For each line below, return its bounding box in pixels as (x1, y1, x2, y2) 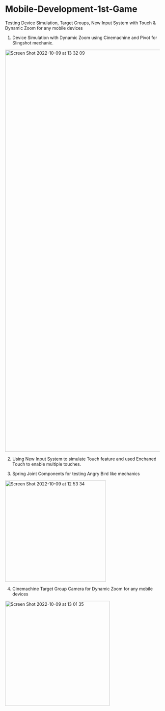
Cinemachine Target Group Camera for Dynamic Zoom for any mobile (12, 586, 153, 592)
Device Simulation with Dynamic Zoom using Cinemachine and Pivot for (12, 35, 158, 40)
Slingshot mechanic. (12, 39, 54, 45)
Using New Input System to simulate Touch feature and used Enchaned (12, 456, 157, 462)
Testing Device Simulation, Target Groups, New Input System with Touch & (5, 20, 156, 26)
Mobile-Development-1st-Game (5, 3, 137, 15)
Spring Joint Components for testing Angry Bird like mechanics (12, 471, 140, 476)
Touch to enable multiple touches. (12, 461, 81, 467)
